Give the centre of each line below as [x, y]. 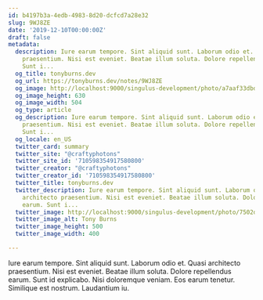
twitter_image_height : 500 [59, 227]
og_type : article [43, 110]
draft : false [29, 37]
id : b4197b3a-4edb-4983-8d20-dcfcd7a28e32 [78, 15]
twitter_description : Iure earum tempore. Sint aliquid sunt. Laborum [133, 190]
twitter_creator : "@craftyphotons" [73, 168]
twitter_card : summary [52, 146]
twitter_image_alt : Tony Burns [66, 219]
